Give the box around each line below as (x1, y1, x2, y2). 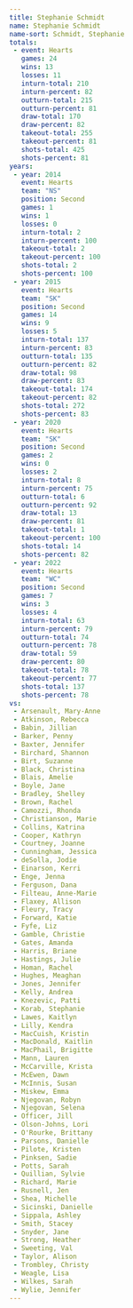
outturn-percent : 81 (20, 104, 98, 113)
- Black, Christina (12, 765, 86, 774)
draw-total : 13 (20, 508, 77, 518)
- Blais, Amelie (12, 773, 74, 782)
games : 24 (20, 54, 58, 63)
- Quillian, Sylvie (12, 1169, 86, 1178)
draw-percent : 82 (20, 121, 86, 130)
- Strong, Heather (12, 1236, 82, 1245)
